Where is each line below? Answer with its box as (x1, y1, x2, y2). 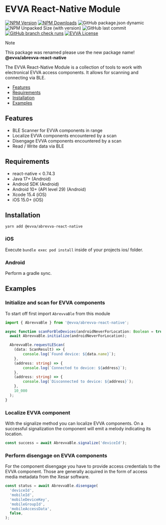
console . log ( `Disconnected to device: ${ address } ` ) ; (23, 379, 134, 384)
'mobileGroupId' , (9, 502, 45, 507)
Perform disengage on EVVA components (5, 452, 108, 459)
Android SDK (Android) (12, 181, 59, 187)
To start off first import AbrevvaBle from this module (5, 310, 110, 316)
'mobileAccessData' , (9, 506, 52, 511)
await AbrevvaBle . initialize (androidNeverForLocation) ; (9, 334, 127, 338)
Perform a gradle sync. (5, 270, 52, 276)
